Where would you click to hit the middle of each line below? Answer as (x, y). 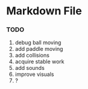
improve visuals (34, 74)
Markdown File (44, 11)
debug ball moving (38, 42)
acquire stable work (39, 62)
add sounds (30, 68)
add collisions (32, 56)
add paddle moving (39, 49)
